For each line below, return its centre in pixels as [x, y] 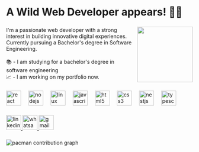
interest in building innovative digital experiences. [67, 36]
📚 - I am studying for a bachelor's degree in [60, 62]
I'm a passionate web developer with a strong [62, 30]
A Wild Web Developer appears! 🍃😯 [94, 12]
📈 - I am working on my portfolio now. [53, 77]
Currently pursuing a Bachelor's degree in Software [69, 43]
